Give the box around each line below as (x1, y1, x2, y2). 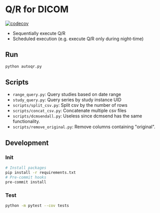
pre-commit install (5, 179, 47, 185)
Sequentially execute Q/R (12, 30, 66, 36)
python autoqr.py (5, 64, 42, 69)
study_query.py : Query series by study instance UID (12, 97, 122, 103)
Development (5, 138, 49, 147)
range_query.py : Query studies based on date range (12, 92, 121, 98)
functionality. (12, 118, 40, 125)
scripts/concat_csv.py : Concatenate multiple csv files (12, 108, 127, 114)
